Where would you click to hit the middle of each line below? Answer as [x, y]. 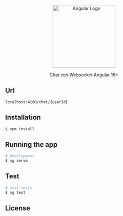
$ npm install [20, 129]
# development [20, 156]
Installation [23, 118]
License [18, 208]
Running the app [31, 145]
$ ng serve [16, 161]
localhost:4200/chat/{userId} [37, 102]
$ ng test [15, 192]
